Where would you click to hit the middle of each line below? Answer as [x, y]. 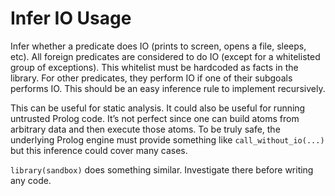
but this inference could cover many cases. [99, 150]
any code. [31, 180]
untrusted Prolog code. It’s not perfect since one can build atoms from [155, 118]
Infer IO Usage [71, 18]
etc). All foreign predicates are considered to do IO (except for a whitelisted [165, 56]
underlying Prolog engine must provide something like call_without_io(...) [167, 139]
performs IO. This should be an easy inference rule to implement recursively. [168, 88]
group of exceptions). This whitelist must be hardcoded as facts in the [154, 67]
